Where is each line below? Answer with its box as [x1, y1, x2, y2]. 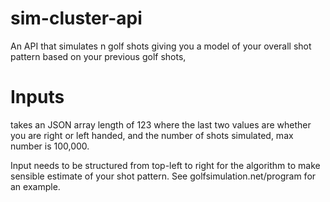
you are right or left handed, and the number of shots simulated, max [10, 129, 294, 141]
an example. [10, 180, 61, 192]
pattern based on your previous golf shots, [10, 50, 187, 62]
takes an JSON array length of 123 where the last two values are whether [10, 118, 312, 131]
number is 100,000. [10, 140, 90, 152]
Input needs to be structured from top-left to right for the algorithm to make [10, 159, 321, 171]
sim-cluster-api [10, 7, 143, 30]
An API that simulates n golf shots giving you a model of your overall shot [10, 40, 312, 52]
